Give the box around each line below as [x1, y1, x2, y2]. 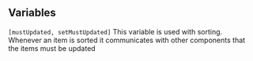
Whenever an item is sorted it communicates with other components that [8, 35, 246, 45]
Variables [8, 6, 57, 20]
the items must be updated [8, 43, 96, 53]
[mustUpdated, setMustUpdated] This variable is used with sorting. [8, 27, 223, 36]
